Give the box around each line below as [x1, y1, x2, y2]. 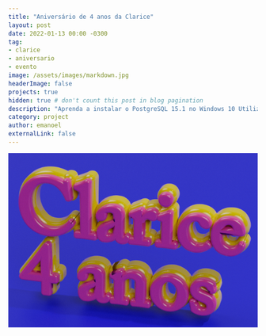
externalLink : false [8, 130, 77, 138]
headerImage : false [8, 79, 73, 87]
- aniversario [8, 55, 55, 63]
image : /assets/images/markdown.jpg [8, 71, 129, 79]
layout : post [8, 21, 51, 29]
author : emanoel [8, 121, 62, 130]
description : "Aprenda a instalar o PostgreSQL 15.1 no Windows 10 [8, 105, 236, 113]
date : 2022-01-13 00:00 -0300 [8, 29, 108, 37]
